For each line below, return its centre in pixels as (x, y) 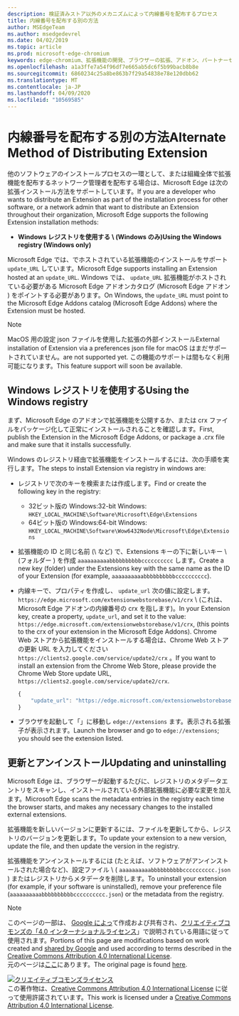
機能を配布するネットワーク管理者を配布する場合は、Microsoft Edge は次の (118, 182)
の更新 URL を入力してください (63, 649)
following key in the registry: (59, 491)
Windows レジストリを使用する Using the (99, 391)
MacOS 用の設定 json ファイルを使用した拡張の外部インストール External (114, 339)
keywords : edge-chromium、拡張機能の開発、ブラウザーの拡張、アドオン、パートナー (118, 61)
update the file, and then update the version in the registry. (94, 846)
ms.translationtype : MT (43, 80)
